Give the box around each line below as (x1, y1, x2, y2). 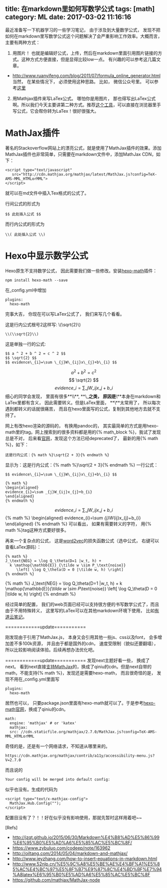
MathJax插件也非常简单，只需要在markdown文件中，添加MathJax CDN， (5, 151, 156, 157)
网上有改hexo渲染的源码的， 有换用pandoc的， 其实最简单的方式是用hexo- (5, 423, 159, 429)
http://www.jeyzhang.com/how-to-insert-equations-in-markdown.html (12, 856, 158, 862)
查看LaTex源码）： (5, 544, 41, 550)
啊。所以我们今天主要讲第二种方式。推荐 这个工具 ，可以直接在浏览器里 (12, 102, 157, 108)
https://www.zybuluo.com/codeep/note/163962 (12, 845, 111, 851)
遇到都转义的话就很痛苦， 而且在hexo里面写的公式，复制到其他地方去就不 (5, 406, 156, 412)
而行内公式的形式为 (5, 221, 45, 227)
